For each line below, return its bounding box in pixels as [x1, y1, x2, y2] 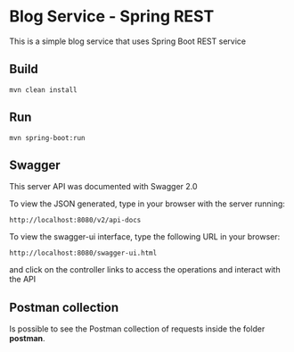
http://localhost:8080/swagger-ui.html [9, 248, 158, 258]
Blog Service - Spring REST [9, 6, 215, 27]
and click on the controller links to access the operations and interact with [9, 264, 281, 275]
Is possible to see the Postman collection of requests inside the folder [9, 323, 265, 334]
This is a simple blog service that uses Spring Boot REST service [9, 36, 247, 46]
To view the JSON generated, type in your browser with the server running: [9, 198, 285, 209]
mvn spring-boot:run [9, 133, 86, 142]
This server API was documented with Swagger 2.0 [9, 181, 198, 192]
